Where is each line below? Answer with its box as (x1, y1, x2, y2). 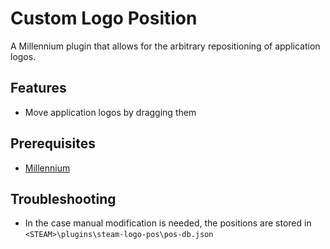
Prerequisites (10, 135, 96, 152)
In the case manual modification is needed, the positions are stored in (24, 217, 312, 229)
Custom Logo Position (10, 7, 198, 30)
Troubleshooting (10, 190, 117, 207)
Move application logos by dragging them (24, 106, 197, 118)
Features (10, 80, 67, 97)
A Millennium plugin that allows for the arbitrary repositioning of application (10, 40, 321, 52)
